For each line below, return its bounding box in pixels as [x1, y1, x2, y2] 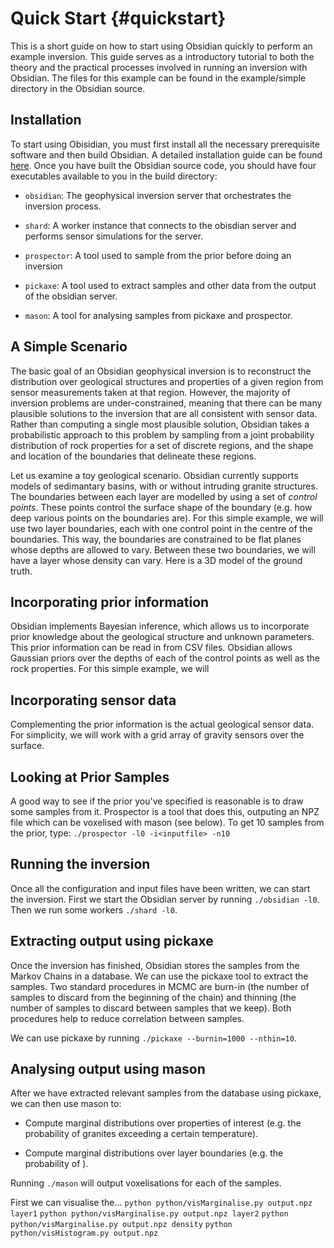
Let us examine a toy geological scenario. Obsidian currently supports [10, 469, 299, 481]
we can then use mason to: [10, 1098, 122, 1110]
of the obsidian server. [24, 290, 118, 302]
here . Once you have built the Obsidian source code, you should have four [10, 159, 317, 171]
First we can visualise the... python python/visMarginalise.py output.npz [10, 1197, 313, 1209]
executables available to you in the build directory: [10, 170, 218, 182]
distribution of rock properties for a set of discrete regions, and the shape [10, 439, 314, 451]
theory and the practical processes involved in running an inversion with [10, 61, 308, 73]
